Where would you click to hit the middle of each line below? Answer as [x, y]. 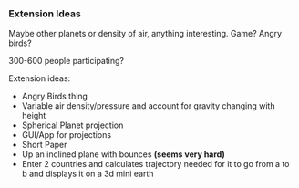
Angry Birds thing [55, 96]
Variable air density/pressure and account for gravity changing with [148, 106]
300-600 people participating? [67, 61]
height [34, 116]
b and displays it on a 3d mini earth [88, 174]
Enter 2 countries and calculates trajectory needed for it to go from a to [155, 164]
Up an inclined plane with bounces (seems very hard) [123, 154]
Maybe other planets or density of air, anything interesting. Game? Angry [145, 34]
